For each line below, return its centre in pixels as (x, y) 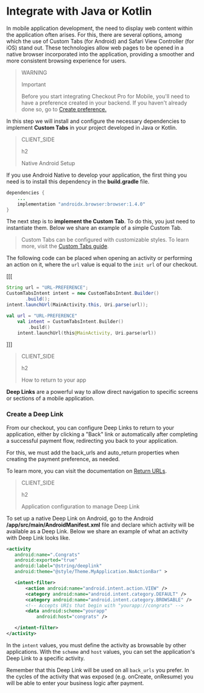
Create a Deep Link (35, 414)
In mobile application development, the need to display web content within (100, 28)
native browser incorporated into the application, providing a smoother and (100, 54)
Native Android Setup (48, 163)
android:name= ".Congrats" (47, 555)
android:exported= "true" (46, 560)
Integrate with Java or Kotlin (79, 11)
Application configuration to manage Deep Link (80, 506)
